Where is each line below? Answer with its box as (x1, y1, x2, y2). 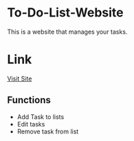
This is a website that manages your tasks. (7, 28, 128, 36)
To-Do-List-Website (7, 5, 124, 21)
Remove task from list (16, 127, 79, 135)
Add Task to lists (16, 112, 65, 121)
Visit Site (7, 74, 32, 83)
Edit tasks (16, 120, 45, 128)
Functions (7, 94, 52, 106)
